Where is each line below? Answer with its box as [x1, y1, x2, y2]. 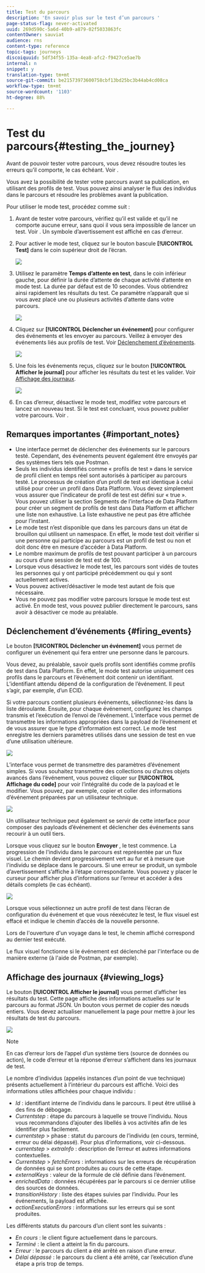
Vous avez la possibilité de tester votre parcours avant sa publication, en [6, 178, 190, 185]
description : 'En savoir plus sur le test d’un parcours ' [6, 15, 160, 21]
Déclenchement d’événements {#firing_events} [6, 626, 192, 636]
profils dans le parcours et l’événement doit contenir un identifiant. [6, 674, 174, 681]
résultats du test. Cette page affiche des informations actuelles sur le [6, 995, 181, 1003]
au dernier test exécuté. [6, 936, 67, 943]
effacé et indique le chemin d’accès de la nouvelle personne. [6, 917, 160, 925]
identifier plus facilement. [15, 1126, 80, 1133]
